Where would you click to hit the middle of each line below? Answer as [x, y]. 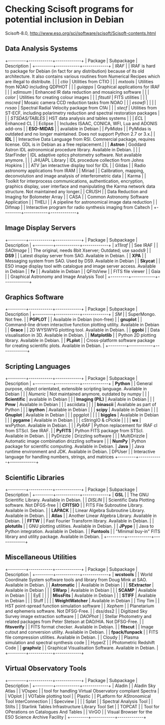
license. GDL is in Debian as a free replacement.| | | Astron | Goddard [76, 144]
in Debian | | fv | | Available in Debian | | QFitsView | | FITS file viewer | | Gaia [83, 271]
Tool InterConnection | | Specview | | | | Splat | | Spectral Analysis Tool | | [79, 701]
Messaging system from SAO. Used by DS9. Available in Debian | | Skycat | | [83, 261]
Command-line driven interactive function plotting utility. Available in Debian [82, 325]
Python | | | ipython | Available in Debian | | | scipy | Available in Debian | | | [82, 410]
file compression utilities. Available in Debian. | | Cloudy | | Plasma [72, 637]
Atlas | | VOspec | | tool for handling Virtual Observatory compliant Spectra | [82, 690]
